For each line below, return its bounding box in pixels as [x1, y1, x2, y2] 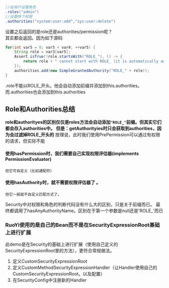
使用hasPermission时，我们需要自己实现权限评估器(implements [5, 151, 139, 157]
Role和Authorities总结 [5, 105, 75, 114]
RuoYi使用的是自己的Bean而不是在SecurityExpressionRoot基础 [5, 221, 160, 228]
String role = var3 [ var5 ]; [14, 49, 71, 55]
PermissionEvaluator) [5, 156, 52, 162]
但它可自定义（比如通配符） [5, 168, 54, 173]
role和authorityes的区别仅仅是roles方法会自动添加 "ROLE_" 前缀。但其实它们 [5, 119, 162, 125]
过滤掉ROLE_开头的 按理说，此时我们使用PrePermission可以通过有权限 [14, 132, 160, 138]
